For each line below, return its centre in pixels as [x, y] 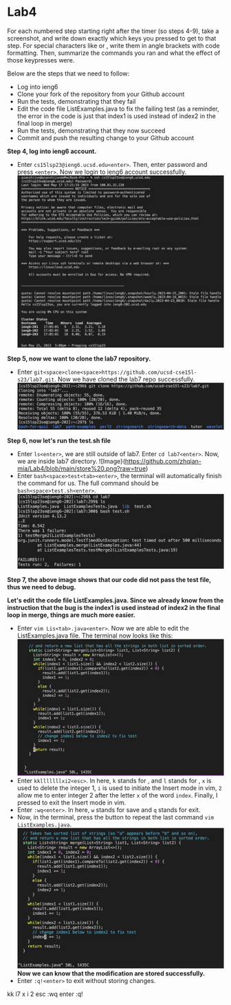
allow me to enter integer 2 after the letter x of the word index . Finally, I [117, 795]
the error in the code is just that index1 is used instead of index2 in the [117, 116]
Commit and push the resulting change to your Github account [106, 137]
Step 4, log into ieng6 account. [52, 151]
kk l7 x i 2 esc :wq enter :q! [45, 994]
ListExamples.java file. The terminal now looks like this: [95, 635]
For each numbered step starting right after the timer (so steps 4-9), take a [113, 31]
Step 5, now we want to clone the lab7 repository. [79, 359]
